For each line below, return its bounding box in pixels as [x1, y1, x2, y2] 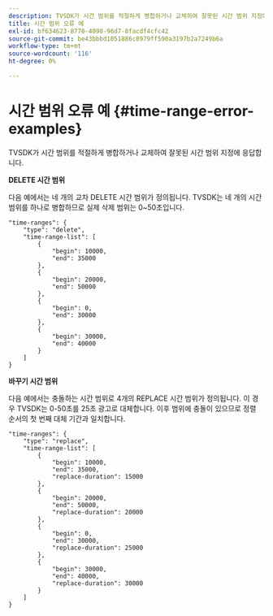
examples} [8, 119, 83, 138]
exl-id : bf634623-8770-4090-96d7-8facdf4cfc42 [8, 27, 169, 35]
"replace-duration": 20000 [51, 508, 144, 516]
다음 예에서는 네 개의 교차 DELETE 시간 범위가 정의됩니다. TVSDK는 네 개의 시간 [8, 192, 262, 202]
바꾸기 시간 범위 [8, 375, 58, 386]
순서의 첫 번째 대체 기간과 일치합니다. [8, 414, 126, 423]
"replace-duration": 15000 [51, 472, 144, 480]
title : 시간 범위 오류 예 [8, 20, 84, 28]
